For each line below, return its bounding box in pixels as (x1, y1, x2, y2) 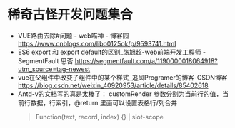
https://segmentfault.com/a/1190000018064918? (74, 56, 218, 65)
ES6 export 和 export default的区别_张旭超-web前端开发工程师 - (17, 48, 206, 56)
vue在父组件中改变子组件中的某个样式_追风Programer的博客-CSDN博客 (17, 73, 228, 82)
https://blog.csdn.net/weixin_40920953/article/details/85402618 (17, 81, 209, 90)
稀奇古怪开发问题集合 (7, 6, 134, 23)
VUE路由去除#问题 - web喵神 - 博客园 (17, 31, 129, 40)
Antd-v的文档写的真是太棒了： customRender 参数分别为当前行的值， (17, 90, 223, 98)
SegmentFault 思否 (17, 56, 74, 65)
